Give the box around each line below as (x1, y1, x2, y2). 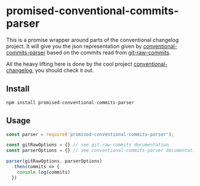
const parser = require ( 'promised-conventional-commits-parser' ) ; (6, 132, 174, 137)
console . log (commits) (17, 169, 70, 175)
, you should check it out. (32, 66, 94, 73)
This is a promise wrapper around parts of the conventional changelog (6, 36, 179, 43)
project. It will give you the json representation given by (6, 43, 142, 50)
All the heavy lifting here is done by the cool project (6, 60, 133, 68)
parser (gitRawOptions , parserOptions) (6, 158, 102, 164)
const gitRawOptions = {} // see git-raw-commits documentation (6, 142, 169, 148)
